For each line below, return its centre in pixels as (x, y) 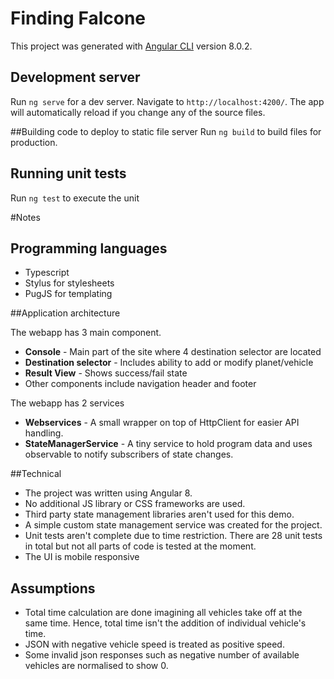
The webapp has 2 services (67, 403)
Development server (75, 77)
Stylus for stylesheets (69, 283)
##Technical (36, 474)
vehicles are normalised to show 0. (96, 666)
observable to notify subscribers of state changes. (129, 454)
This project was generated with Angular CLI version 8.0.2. (131, 46)
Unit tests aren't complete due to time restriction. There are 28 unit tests (173, 536)
